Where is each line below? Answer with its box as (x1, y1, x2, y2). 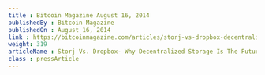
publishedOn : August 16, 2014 (8, 26, 111, 34)
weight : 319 (8, 41, 47, 48)
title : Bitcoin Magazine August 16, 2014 (8, 11, 150, 20)
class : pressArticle (8, 55, 80, 63)
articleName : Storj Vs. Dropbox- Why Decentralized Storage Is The (8, 48, 238, 55)
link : (8, 33, 30, 41)
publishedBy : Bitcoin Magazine (8, 19, 114, 27)
